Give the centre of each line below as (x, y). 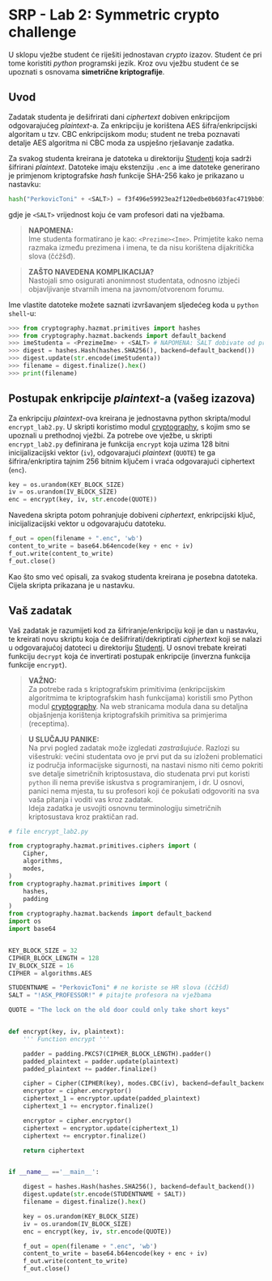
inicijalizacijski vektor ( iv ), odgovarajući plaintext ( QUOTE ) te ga (112, 452)
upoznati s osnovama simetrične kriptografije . (87, 71)
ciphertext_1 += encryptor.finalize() (88, 1106)
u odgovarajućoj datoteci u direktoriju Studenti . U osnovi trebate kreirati (127, 647)
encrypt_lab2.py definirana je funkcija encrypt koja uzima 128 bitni (119, 444)
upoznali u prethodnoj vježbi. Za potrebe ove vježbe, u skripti (110, 435)
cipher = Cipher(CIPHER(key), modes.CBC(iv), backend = (117, 1083)
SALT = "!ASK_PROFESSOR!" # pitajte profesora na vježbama (110, 995)
